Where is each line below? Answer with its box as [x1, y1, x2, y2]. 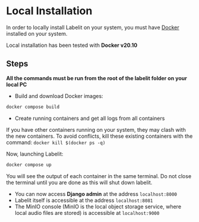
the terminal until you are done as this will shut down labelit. [6, 179, 153, 186]
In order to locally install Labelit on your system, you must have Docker [6, 24, 179, 31]
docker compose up [6, 161, 52, 167]
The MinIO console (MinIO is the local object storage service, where [14, 203, 182, 210]
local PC [6, 81, 27, 88]
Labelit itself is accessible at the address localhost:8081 [14, 196, 153, 204]
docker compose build [6, 104, 60, 110]
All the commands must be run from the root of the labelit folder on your [6, 74, 187, 81]
